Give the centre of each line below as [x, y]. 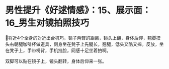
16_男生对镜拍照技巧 [47, 23]
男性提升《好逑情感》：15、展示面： [78, 10]
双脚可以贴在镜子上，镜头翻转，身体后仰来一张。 [56, 61]
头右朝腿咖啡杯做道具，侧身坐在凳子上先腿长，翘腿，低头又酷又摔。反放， [82, 44]
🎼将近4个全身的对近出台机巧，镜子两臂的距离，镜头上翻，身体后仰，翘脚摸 [83, 38]
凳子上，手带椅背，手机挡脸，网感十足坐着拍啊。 [60, 50]
